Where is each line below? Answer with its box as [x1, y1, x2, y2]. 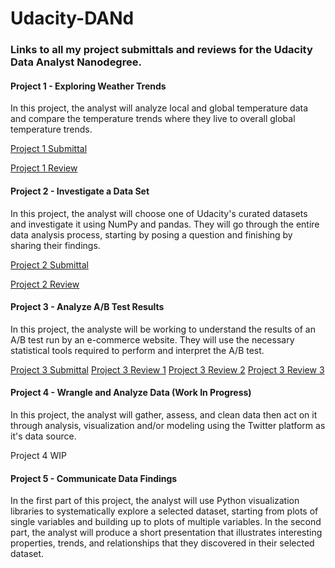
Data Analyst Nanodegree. [10, 55, 142, 69]
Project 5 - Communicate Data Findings [10, 472, 178, 484]
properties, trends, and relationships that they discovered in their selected [10, 537, 315, 549]
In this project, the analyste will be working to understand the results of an [10, 323, 316, 335]
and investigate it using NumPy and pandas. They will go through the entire [10, 218, 320, 230]
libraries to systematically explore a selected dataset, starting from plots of [10, 505, 319, 517]
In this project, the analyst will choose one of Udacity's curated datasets [10, 207, 308, 219]
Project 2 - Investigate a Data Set [10, 185, 150, 197]
